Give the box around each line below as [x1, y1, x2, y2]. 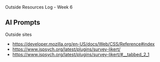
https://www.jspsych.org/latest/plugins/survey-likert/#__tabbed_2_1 [12, 51, 150, 57]
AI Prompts [5, 18, 41, 27]
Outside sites [5, 31, 32, 37]
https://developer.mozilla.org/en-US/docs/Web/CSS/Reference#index [12, 41, 155, 47]
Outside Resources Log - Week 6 [5, 4, 73, 10]
